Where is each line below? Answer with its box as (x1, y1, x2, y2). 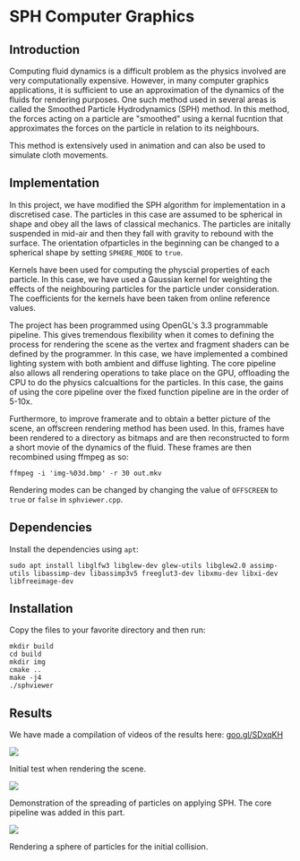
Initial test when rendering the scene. (9, 763, 146, 774)
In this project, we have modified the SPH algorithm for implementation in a (9, 199, 287, 210)
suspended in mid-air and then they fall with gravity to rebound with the (9, 228, 274, 238)
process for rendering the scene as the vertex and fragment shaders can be (9, 339, 289, 349)
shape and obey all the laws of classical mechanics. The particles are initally (9, 218, 291, 229)
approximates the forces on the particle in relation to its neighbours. (9, 123, 260, 133)
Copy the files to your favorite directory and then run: (9, 624, 206, 635)
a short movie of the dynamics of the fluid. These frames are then (9, 442, 253, 452)
